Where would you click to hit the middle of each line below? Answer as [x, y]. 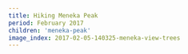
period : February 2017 [46, 23]
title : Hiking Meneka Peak [53, 15]
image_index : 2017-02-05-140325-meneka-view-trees [94, 38]
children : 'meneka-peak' [50, 30]
